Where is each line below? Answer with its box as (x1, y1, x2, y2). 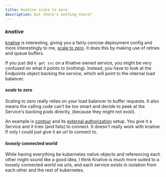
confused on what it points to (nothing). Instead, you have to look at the (5, 65, 152, 71)
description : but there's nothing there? (5, 12, 92, 17)
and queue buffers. (5, 50, 45, 56)
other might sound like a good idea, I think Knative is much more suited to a (5, 157, 160, 163)
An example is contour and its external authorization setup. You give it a (5, 118, 153, 124)
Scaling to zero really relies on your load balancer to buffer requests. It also (5, 98, 159, 104)
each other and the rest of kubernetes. (5, 167, 84, 173)
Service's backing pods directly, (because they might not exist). (5, 109, 136, 114)
